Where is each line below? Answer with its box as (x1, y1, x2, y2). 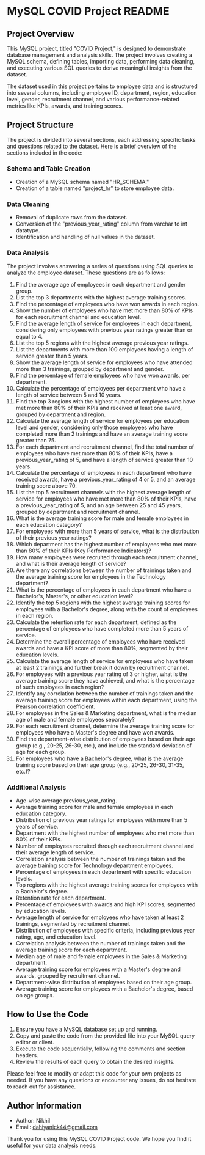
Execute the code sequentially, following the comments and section (15, 1045, 185, 1052)
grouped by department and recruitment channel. (15, 508, 140, 515)
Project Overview (7, 29, 74, 39)
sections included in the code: (7, 148, 83, 156)
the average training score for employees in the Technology (15, 573, 167, 580)
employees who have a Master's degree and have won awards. (15, 728, 175, 736)
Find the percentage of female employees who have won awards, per (15, 372, 191, 379)
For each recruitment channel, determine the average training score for (15, 722, 195, 730)
